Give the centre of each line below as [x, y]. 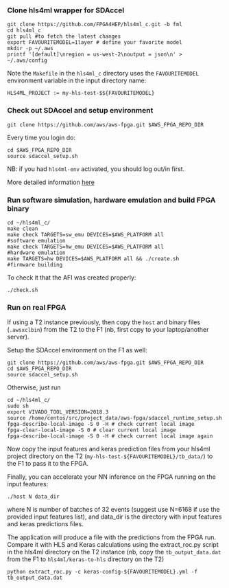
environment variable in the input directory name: [77, 80]
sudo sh [18, 406]
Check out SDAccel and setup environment [80, 111]
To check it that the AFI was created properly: [72, 278]
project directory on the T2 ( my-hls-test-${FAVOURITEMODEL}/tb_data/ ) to [110, 456]
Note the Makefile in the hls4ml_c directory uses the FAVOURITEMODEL [103, 73]
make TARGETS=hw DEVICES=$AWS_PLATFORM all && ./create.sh [93, 259]
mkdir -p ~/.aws [30, 49]
